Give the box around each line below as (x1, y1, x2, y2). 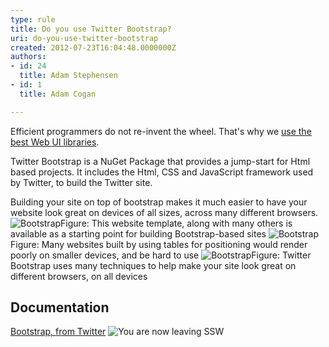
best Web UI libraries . (10, 136, 100, 148)
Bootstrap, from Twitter (10, 326, 107, 338)
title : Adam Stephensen (19, 71, 118, 81)
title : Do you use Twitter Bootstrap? (10, 24, 172, 34)
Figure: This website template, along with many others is (60, 217, 293, 229)
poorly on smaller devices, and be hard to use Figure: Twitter (10, 249, 312, 261)
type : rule (10, 14, 56, 25)
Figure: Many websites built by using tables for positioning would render (10, 238, 308, 250)
